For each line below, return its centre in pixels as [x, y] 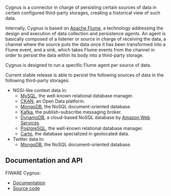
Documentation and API [44, 161]
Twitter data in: [28, 139]
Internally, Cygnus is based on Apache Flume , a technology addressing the [84, 28]
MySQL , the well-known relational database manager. [77, 96]
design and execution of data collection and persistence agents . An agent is [85, 33]
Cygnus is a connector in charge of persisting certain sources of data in [81, 7]
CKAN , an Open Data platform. [53, 101]
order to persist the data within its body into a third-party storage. [74, 55]
